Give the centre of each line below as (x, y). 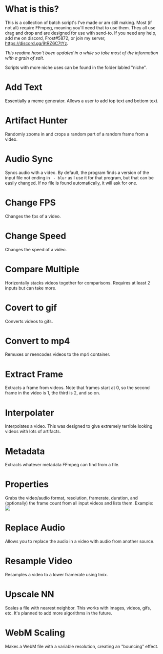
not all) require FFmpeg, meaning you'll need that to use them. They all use (80, 27)
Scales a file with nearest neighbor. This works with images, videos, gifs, (78, 608)
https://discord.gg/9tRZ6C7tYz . (37, 43)
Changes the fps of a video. (33, 216)
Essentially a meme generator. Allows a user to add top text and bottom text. (82, 101)
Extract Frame (34, 374)
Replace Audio (35, 528)
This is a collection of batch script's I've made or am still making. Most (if (79, 22)
